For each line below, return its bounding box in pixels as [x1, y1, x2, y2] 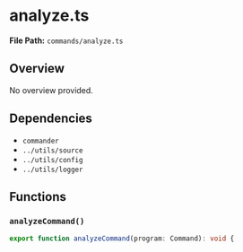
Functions [9, 189, 67, 204]
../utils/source [22, 145, 83, 155]
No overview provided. [9, 84, 94, 95]
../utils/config [22, 155, 83, 164]
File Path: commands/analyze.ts [9, 35, 124, 46]
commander [22, 136, 60, 145]
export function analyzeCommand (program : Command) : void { [9, 234, 235, 243]
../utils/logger [22, 165, 83, 174]
